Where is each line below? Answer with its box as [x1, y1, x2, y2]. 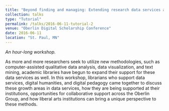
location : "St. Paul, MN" [5, 35, 59, 40]
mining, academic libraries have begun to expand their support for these [5, 69, 155, 75]
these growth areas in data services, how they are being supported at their [5, 85, 160, 91]
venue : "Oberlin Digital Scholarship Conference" [5, 26, 112, 31]
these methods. [5, 101, 38, 107]
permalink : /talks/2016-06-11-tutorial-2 [5, 21, 94, 26]
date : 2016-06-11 [5, 30, 42, 35]
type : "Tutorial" [5, 16, 42, 21]
